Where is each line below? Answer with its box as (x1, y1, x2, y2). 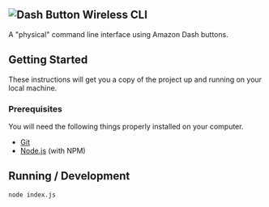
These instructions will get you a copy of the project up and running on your (8, 74, 262, 84)
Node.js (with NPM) (19, 146, 87, 155)
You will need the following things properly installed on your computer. (8, 121, 244, 131)
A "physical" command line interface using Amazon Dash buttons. (8, 29, 228, 39)
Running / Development (8, 169, 130, 183)
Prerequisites (8, 103, 62, 114)
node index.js (8, 191, 57, 199)
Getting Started (8, 53, 88, 67)
